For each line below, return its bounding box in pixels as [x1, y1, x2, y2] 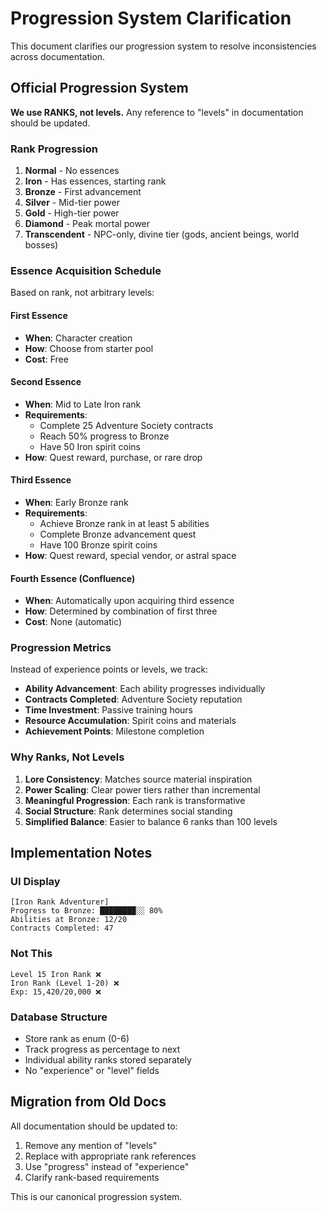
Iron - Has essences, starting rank [24, 175, 167, 187]
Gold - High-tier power [24, 207, 120, 219]
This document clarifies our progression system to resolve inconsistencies [10, 40, 317, 52]
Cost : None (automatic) [24, 616, 123, 628]
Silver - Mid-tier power [24, 197, 120, 209]
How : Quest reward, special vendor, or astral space [24, 549, 237, 561]
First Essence [10, 309, 68, 321]
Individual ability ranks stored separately [24, 1054, 192, 1066]
